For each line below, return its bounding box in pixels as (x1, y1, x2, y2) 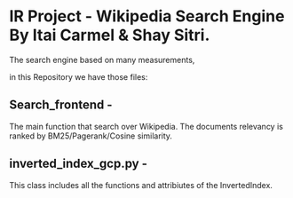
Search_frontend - (9, 98, 113, 113)
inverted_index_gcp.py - (9, 156, 148, 171)
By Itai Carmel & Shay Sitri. (9, 25, 210, 45)
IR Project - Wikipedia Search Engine (9, 6, 285, 27)
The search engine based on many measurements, (9, 54, 195, 65)
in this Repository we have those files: (9, 71, 148, 82)
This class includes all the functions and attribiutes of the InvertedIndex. (9, 179, 273, 190)
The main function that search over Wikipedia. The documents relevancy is (9, 121, 284, 131)
